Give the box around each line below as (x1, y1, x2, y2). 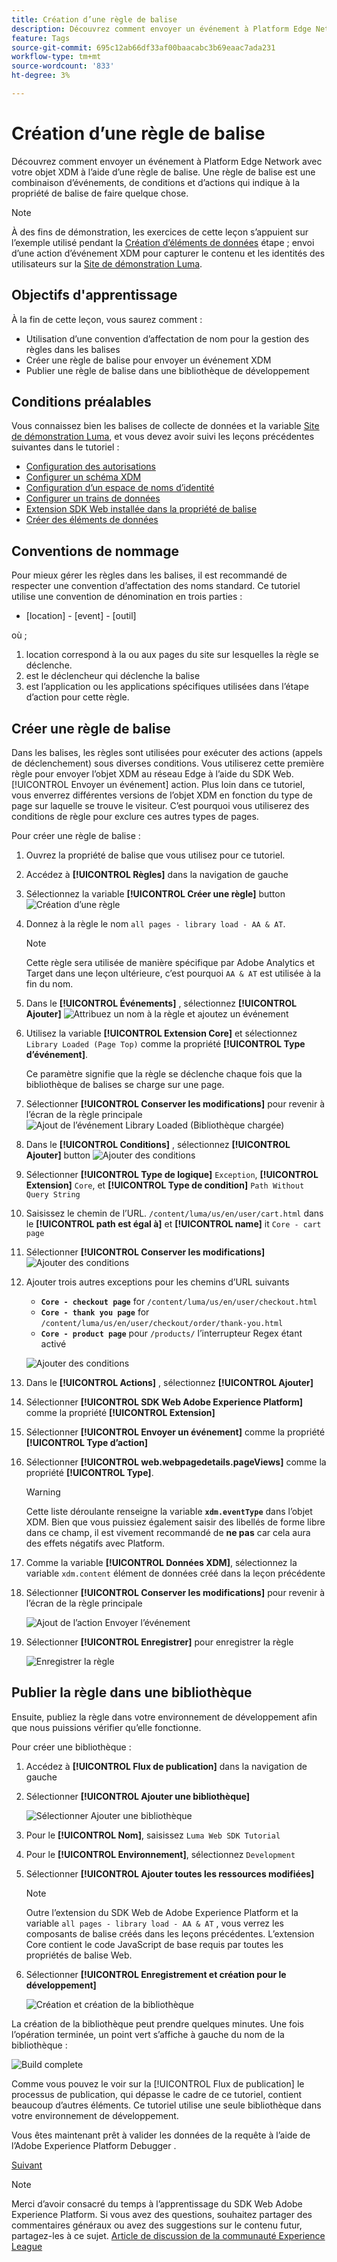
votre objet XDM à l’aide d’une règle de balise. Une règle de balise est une (11, 166, 316, 178)
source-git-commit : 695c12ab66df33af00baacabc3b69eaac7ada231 (11, 42, 276, 53)
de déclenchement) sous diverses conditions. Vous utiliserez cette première (11, 757, 325, 770)
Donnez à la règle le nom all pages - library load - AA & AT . (25, 918, 286, 930)
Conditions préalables (11, 394, 152, 411)
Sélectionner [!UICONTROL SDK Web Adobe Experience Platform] (25, 1396, 304, 1408)
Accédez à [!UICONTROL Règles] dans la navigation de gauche (25, 869, 289, 881)
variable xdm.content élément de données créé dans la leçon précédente (25, 1567, 326, 1580)
